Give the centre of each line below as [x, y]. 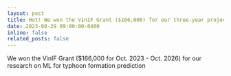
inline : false [27, 33]
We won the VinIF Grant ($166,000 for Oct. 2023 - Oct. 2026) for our [104, 58]
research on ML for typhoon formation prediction [76, 66]
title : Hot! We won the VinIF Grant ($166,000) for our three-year [106, 20]
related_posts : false [38, 39]
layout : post [26, 13]
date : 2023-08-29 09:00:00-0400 [53, 26]
